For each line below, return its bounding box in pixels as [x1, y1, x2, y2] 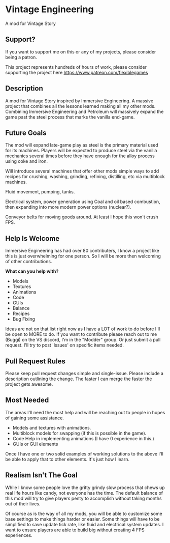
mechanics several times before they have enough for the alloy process [5, 153, 155, 159]
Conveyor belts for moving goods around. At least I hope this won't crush [5, 214, 158, 220]
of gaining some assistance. [5, 415, 64, 421]
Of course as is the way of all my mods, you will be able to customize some [5, 510, 162, 517]
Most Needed [5, 396, 49, 405]
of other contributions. [5, 259, 52, 265]
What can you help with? [5, 268, 59, 274]
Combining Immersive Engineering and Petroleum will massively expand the [5, 108, 164, 115]
